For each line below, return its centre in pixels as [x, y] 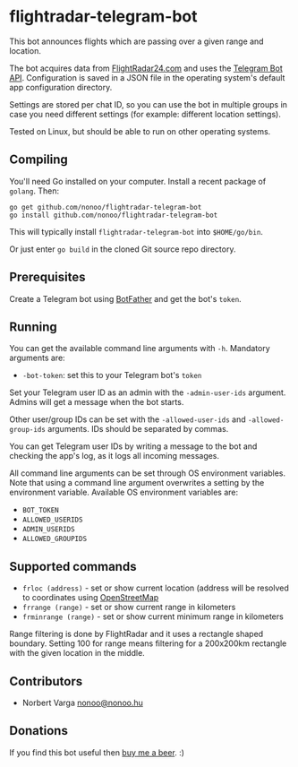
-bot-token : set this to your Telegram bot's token [112, 375]
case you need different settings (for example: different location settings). [145, 114]
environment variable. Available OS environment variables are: [124, 492]
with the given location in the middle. [77, 653]
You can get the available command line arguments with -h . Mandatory [140, 349]
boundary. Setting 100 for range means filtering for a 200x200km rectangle [148, 643]
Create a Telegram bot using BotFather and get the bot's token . [125, 298]
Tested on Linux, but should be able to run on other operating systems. [140, 131]
